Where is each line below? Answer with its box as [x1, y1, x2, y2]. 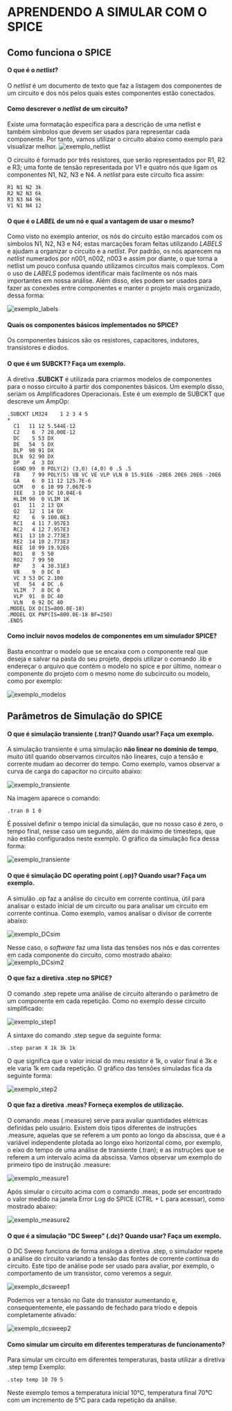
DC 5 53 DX [13, 435, 54, 442]
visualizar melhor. [7, 142, 57, 150]
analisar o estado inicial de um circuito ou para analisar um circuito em [7, 901, 208, 910]
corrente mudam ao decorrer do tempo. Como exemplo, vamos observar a [7, 760, 220, 768]
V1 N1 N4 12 [7, 202, 42, 209]
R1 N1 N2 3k [7, 183, 42, 191]
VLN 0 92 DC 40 [13, 599, 64, 606]
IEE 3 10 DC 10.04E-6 [13, 489, 82, 497]
